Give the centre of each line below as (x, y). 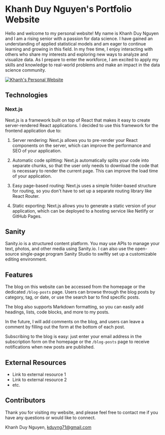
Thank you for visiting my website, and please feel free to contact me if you (82, 412)
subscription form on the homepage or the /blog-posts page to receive (77, 342)
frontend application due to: (33, 130)
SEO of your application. (37, 151)
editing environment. (26, 259)
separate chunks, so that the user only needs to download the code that (85, 165)
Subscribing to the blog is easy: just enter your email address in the (73, 337)
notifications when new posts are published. (50, 347)
